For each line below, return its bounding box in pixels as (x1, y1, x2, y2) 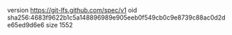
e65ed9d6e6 (7, 21, 45, 29)
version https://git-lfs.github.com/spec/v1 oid (7, 6, 138, 14)
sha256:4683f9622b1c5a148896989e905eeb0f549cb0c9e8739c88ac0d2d (7, 13, 226, 22)
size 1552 (45, 21, 73, 29)
